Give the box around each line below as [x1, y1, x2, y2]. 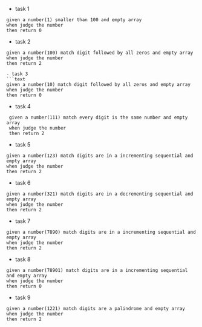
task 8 [15, 256, 31, 263]
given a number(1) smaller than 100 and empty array [6, 17, 142, 23]
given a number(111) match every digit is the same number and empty [8, 114, 188, 121]
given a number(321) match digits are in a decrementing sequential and [6, 191, 194, 197]
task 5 [15, 141, 31, 148]
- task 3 [6, 71, 28, 77]
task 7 [15, 217, 31, 225]
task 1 [15, 5, 30, 12]
